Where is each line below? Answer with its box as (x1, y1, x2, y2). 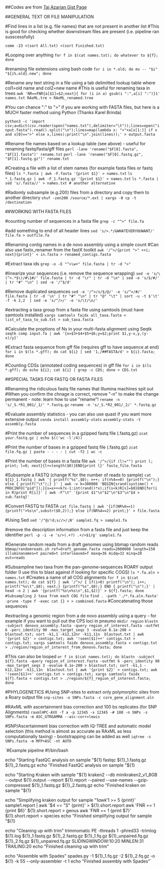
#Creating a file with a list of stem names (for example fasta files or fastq (5, 165, 153, 171)
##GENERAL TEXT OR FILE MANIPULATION (5, 14, 94, 19)
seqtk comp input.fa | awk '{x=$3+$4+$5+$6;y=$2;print (5, 331, 120, 336)
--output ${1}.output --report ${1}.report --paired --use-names (5, 777, 133, 783)
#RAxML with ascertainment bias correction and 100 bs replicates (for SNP (5, 704, 157, 709)
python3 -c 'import (5, 119, 45, 124)
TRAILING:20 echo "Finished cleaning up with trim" (5, 843, 109, 849)
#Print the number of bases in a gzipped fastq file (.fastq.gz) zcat (5, 444, 138, 450)
